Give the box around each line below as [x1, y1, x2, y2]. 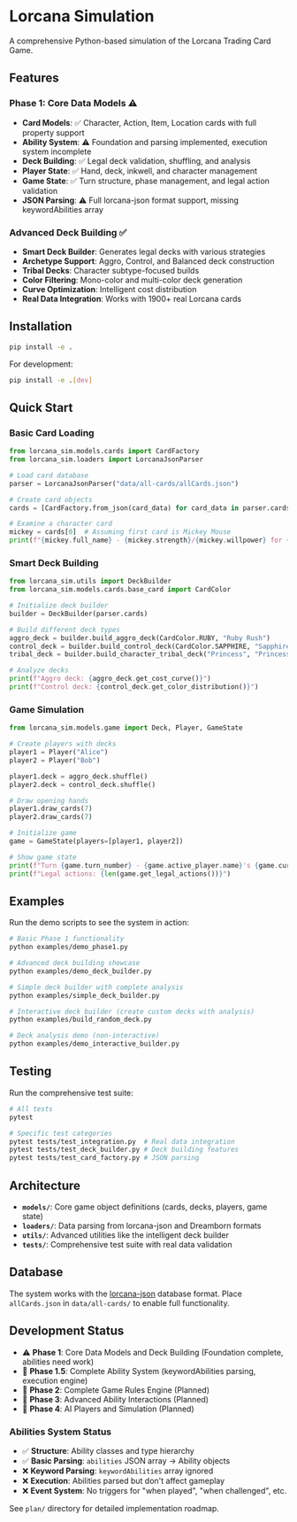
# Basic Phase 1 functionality [9, 934, 125, 944]
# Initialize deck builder [9, 601, 109, 610]
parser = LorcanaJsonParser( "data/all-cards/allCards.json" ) [9, 479, 240, 488]
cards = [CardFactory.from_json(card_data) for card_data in [9, 503, 240, 513]
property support [21, 127, 85, 138]
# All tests [9, 1104, 53, 1113]
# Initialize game [9, 829, 77, 838]
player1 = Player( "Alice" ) [9, 748, 109, 757]
